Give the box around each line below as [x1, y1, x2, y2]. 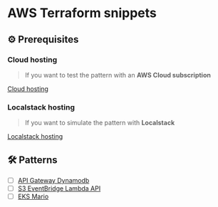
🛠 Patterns [7, 154, 58, 166]
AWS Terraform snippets [7, 5, 157, 21]
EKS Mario [17, 192, 49, 201]
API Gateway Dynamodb [17, 176, 90, 184]
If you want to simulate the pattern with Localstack [24, 119, 175, 127]
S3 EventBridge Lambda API [17, 184, 101, 193]
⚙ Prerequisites [7, 33, 79, 46]
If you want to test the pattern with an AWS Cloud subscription [24, 70, 212, 79]
